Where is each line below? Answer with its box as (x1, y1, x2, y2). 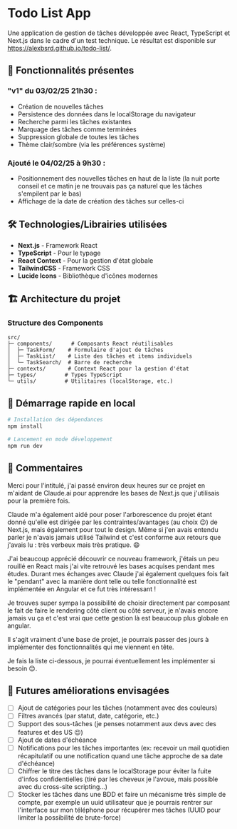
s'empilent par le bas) (17, 189, 82, 198)
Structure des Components (7, 318, 103, 328)
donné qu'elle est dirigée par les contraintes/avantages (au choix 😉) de (7, 518, 218, 526)
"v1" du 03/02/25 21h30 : (7, 86, 98, 96)
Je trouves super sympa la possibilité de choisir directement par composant (7, 598, 230, 607)
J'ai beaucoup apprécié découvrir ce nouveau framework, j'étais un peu (7, 554, 219, 563)
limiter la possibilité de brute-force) (17, 813, 121, 822)
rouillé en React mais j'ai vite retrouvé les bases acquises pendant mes (7, 562, 215, 571)
